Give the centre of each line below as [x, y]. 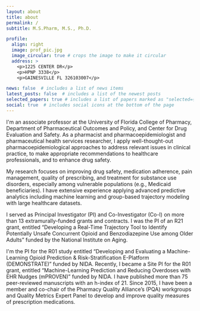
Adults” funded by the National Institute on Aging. [67, 240]
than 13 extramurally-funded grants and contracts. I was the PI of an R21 [95, 221]
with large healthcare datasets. [44, 203]
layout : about [24, 12]
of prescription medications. [41, 301]
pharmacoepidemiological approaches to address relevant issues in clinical [98, 147]
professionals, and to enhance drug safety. [59, 160]
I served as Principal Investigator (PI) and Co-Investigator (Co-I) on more [95, 214]
